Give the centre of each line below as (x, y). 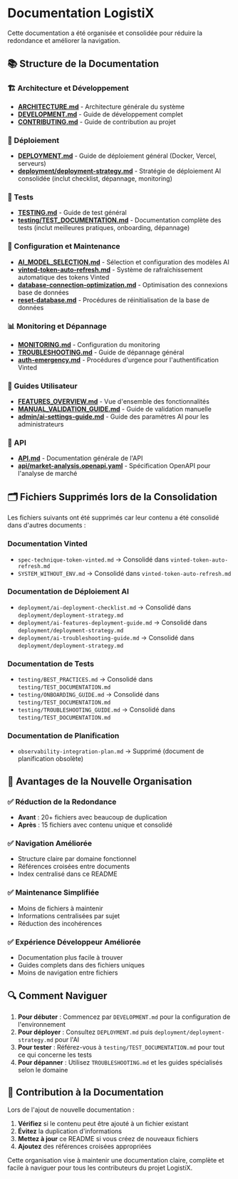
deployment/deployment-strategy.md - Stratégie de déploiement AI (119, 171)
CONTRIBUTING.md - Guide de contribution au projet (97, 121)
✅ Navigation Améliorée (50, 843)
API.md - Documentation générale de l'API (80, 458)
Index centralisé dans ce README (67, 874)
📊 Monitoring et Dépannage (57, 327)
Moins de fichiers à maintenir (60, 908)
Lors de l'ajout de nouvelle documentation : (71, 1110)
